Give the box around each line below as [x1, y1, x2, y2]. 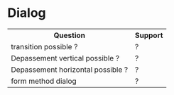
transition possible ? [11, 42, 78, 51]
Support [134, 30, 163, 40]
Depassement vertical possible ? [11, 53, 119, 63]
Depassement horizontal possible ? [11, 65, 129, 75]
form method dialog [11, 76, 77, 86]
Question [53, 30, 86, 40]
